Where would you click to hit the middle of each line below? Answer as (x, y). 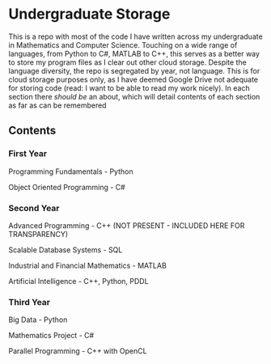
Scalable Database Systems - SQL (66, 250)
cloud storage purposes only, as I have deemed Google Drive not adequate (133, 79)
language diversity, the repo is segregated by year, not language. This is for (134, 70)
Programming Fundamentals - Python (71, 171)
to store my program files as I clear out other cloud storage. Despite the (127, 62)
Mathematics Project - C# (51, 336)
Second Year (34, 208)
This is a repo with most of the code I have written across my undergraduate (135, 36)
